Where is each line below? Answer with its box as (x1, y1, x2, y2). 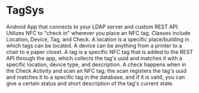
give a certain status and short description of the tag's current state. (6, 79, 174, 86)
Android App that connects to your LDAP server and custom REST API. (6, 23, 180, 30)
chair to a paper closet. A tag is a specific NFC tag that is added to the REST (6, 48, 194, 55)
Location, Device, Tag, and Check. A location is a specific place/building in (6, 36, 189, 43)
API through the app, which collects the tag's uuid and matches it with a (6, 54, 183, 62)
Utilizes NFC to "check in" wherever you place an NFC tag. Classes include (6, 29, 191, 36)
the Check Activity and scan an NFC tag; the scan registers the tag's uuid (6, 67, 186, 74)
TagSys (6, 4, 45, 17)
